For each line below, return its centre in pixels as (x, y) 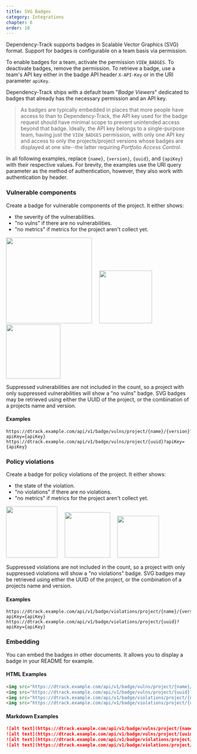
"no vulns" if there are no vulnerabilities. (63, 223)
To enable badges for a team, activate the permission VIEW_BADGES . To (90, 62)
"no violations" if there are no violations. (63, 492)
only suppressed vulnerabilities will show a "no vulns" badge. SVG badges (96, 393)
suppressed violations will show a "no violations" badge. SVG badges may (96, 573)
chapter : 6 (19, 22)
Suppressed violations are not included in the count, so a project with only (96, 567)
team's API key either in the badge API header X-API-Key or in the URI (90, 75)
